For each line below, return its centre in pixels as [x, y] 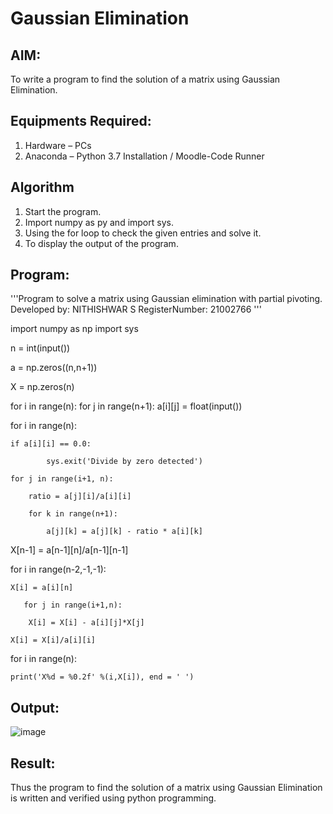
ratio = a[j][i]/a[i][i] [80, 497]
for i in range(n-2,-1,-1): [58, 569]
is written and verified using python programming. [113, 798]
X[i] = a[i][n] [42, 588]
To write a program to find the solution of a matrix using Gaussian [145, 79]
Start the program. [63, 211]
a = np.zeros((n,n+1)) [54, 368]
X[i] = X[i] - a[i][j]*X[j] [86, 623]
